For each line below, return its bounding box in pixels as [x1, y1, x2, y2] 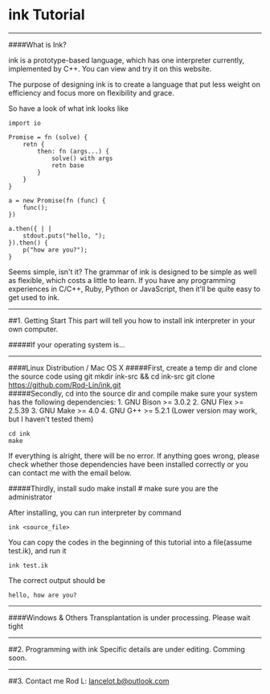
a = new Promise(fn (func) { [8, 196, 106, 204]
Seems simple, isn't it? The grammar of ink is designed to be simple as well [8, 267, 257, 277]
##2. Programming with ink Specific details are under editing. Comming [8, 644, 245, 654]
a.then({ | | [8, 224, 52, 232]
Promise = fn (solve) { [8, 133, 88, 142]
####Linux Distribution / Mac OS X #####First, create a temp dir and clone [8, 363, 258, 372]
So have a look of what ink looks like [8, 103, 129, 113]
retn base [51, 161, 84, 170]
